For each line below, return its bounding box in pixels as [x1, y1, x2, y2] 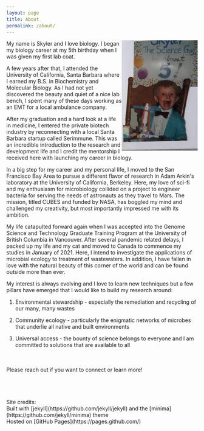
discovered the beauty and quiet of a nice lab [6, 91, 120, 98]
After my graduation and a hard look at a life [6, 116, 117, 123]
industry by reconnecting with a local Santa [6, 128, 115, 136]
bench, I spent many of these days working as [6, 97, 122, 105]
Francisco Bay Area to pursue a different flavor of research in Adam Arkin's [6, 172, 194, 180]
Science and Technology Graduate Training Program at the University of [6, 230, 187, 237]
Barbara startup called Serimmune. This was [6, 135, 118, 142]
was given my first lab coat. [6, 53, 75, 60]
